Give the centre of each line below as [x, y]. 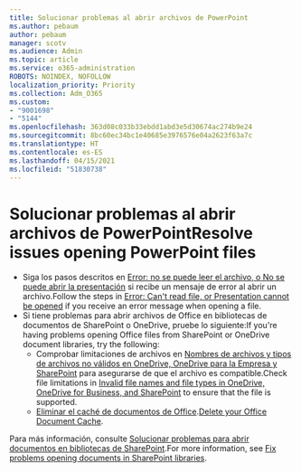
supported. [56, 402]
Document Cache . [70, 421]
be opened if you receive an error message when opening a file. [142, 306]
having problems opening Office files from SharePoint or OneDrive [146, 335]
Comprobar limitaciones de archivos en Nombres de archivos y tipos [164, 354]
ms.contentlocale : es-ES [56, 152]
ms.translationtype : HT [54, 144]
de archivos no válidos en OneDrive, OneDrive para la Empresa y [156, 363]
